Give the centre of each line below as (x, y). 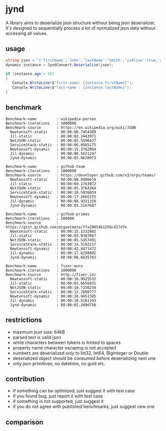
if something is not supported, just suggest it (58, 401)
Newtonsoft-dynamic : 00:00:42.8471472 (53, 249)
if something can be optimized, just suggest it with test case (74, 391)
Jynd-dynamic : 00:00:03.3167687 (53, 205)
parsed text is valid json (37, 337)
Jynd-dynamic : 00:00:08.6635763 (53, 257)
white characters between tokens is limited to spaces (67, 343)
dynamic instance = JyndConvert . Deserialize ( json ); (60, 65)
